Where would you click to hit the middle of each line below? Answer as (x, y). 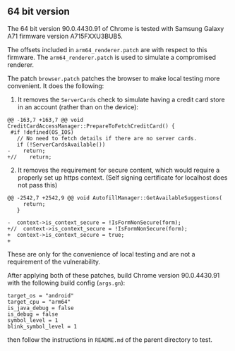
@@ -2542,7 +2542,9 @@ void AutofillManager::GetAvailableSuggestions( (115, 198)
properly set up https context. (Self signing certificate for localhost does (122, 177)
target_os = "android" (41, 295)
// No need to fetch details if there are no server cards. (107, 138)
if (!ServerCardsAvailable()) (61, 144)
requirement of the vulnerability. (54, 261)
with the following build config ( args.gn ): (66, 283)
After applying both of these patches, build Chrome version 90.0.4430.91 (114, 275)
